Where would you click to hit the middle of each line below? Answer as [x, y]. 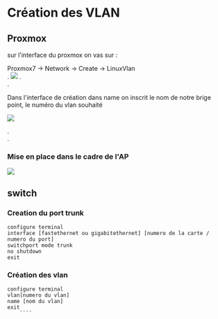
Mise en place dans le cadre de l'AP [68, 156]
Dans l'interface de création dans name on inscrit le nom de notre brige [109, 97]
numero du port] [31, 239]
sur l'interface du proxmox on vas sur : [62, 55]
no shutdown [24, 251]
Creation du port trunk [46, 213]
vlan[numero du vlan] [39, 295]
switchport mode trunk [40, 245]
